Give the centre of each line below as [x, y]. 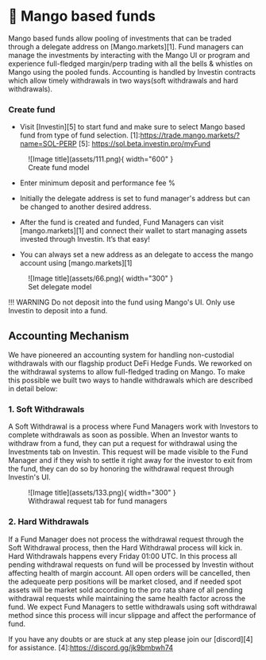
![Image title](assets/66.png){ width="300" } [100, 278]
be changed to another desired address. [85, 207]
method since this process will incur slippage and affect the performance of [132, 615]
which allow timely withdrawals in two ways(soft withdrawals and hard [123, 80]
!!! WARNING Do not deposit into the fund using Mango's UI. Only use [122, 302]
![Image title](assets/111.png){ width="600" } [101, 159]
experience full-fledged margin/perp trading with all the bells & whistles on [131, 64]
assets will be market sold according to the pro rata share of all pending [126, 590]
